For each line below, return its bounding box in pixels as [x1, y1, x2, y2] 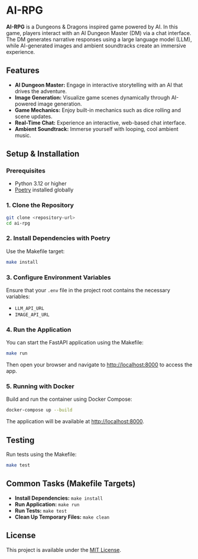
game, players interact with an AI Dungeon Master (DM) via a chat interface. [6, 29, 191, 36]
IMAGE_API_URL [14, 312, 50, 318]
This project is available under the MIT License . [6, 546, 122, 553]
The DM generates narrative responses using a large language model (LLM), [6, 36, 192, 43]
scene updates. [14, 113, 53, 120]
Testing [6, 435, 35, 445]
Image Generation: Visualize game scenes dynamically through [14, 94, 170, 101]
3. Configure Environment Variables [6, 273, 111, 282]
